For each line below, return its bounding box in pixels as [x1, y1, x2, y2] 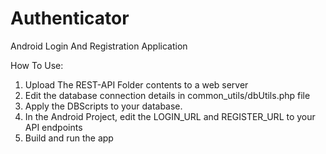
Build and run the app [24, 132, 114, 144]
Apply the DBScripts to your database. [24, 100, 183, 112]
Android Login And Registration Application [10, 40, 188, 52]
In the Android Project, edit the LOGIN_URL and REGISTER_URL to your [24, 110, 316, 122]
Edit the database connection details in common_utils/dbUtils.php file [24, 89, 311, 101]
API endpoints [24, 121, 83, 133]
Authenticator [10, 7, 130, 30]
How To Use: [10, 59, 64, 71]
